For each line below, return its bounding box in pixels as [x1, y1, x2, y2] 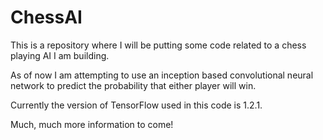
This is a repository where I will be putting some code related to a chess [10, 39, 307, 51]
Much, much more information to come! [10, 118, 174, 130]
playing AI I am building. [10, 49, 110, 61]
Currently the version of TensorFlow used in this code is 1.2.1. [10, 99, 263, 111]
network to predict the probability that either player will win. [10, 79, 257, 91]
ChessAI [10, 6, 83, 29]
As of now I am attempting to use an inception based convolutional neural [10, 69, 314, 81]
